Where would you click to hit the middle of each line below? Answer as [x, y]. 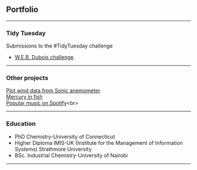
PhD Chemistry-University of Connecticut [65, 137]
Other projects [27, 78]
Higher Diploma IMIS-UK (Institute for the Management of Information [98, 142]
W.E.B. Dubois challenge [44, 57]
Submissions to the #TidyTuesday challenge [60, 46]
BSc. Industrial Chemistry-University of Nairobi [71, 155]
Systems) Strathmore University [53, 149]
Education [21, 124]
